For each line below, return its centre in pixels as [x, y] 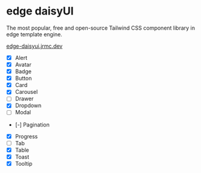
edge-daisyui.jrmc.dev [35, 46]
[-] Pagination [32, 125]
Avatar [23, 64]
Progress [26, 136]
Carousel [26, 92]
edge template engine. [34, 34]
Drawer [24, 99]
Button [23, 78]
